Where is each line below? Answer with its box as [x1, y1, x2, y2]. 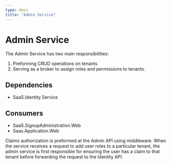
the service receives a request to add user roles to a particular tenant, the [5, 143, 160, 149]
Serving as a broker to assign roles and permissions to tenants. [12, 66, 145, 72]
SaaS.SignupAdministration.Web [12, 122, 81, 128]
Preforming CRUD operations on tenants [12, 60, 98, 67]
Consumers [5, 109, 43, 117]
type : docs [5, 7, 29, 13]
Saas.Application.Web [12, 128, 59, 134]
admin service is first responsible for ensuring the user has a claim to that [5, 148, 160, 155]
